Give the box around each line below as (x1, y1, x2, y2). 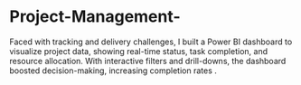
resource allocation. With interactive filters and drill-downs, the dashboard (9, 55, 287, 66)
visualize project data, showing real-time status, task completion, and (9, 45, 268, 56)
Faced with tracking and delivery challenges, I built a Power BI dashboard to (9, 36, 293, 47)
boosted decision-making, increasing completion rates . (9, 65, 217, 76)
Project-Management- (9, 6, 181, 27)
